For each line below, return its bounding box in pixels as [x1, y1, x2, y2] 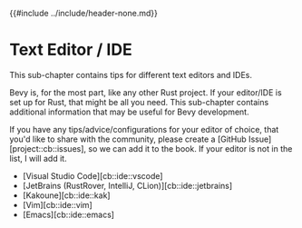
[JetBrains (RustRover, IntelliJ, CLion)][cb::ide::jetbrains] [22, 180, 233, 191]
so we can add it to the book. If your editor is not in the [88, 143, 293, 154]
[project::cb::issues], [9, 143, 87, 154]
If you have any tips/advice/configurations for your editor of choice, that [9, 124, 279, 134]
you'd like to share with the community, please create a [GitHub [9, 134, 247, 144]
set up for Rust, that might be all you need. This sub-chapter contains [9, 96, 269, 107]
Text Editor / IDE [9, 40, 133, 60]
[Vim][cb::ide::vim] [22, 199, 93, 210]
